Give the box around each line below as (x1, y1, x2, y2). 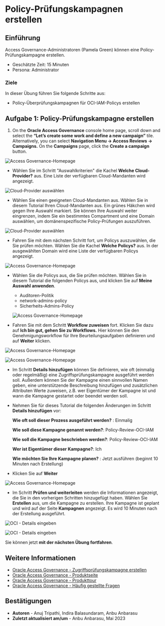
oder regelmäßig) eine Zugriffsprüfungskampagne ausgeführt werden (12, 372, 154, 378)
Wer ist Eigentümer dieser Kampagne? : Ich (12, 446, 102, 452)
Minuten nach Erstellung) (12, 461, 64, 467)
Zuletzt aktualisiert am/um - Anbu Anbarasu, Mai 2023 (12, 615, 126, 621)
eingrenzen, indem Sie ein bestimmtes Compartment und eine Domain (12, 213, 155, 219)
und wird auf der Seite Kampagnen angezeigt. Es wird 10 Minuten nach (12, 505, 158, 511)
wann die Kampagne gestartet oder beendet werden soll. (12, 393, 128, 399)
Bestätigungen (5, 597, 52, 605)
